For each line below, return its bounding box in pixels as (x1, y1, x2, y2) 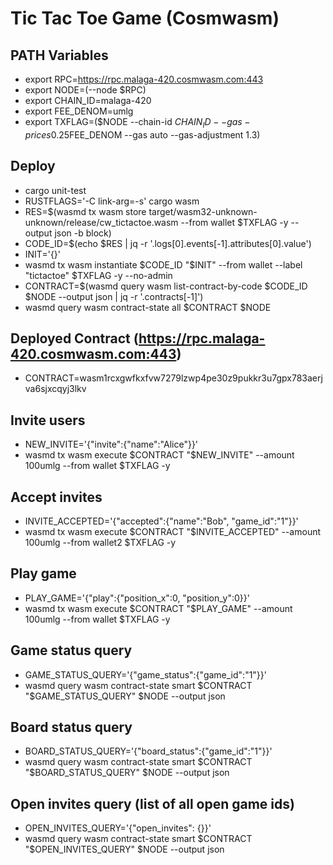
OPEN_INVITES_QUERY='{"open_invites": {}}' (24, 822, 212, 834)
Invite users (10, 412, 86, 429)
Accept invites (10, 488, 103, 506)
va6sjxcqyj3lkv (24, 383, 87, 395)
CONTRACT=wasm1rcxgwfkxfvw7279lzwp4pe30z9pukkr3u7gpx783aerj (24, 372, 323, 384)
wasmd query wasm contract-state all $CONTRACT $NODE (24, 301, 272, 313)
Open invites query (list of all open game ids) (10, 795, 295, 812)
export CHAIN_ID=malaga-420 (24, 95, 152, 106)
